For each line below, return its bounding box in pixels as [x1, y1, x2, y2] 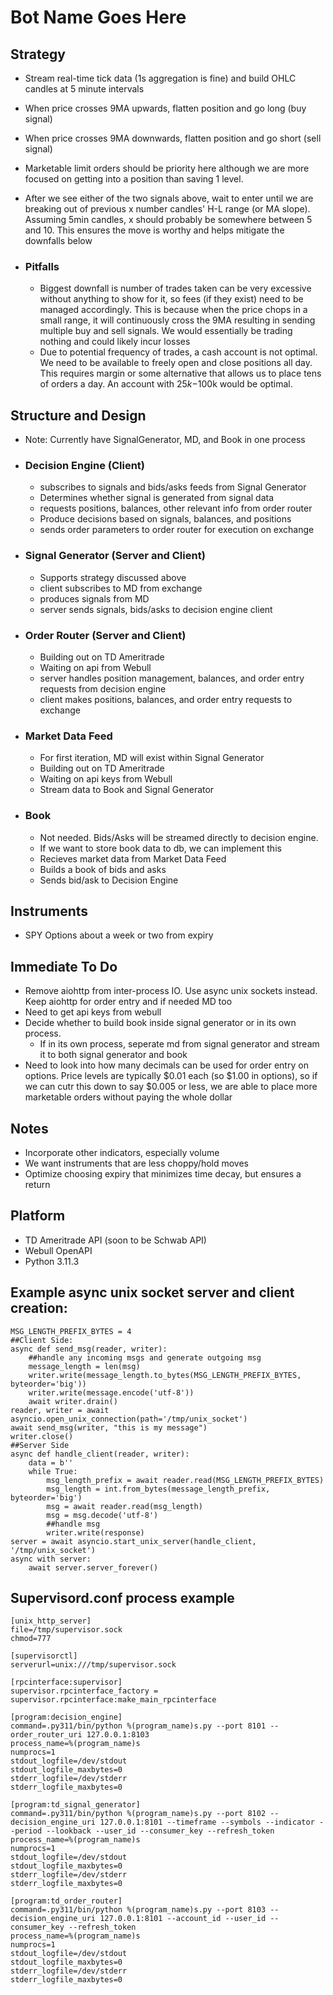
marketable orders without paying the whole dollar [24, 1091, 233, 1103]
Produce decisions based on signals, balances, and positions [39, 513, 292, 525]
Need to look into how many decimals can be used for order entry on [24, 1059, 309, 1071]
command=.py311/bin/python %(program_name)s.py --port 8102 [10, 1809, 267, 1819]
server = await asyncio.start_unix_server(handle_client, [10, 1536, 257, 1546]
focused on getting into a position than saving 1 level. [24, 173, 244, 185]
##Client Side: [10, 1335, 74, 1345]
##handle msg [46, 1519, 101, 1529]
